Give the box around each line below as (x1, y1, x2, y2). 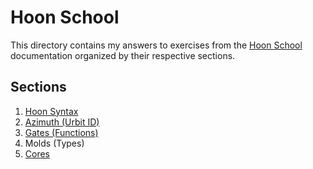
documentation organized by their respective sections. (10, 49, 236, 61)
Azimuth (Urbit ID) (24, 116, 100, 128)
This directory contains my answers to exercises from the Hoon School (10, 39, 303, 51)
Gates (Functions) (24, 126, 99, 138)
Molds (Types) (24, 137, 85, 149)
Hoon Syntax (24, 105, 79, 117)
